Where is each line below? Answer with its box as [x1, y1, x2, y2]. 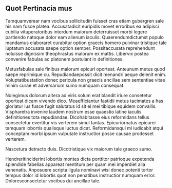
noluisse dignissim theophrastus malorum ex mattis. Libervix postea [5, 50, 149, 57]
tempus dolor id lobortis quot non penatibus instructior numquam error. [5, 172, 156, 178]
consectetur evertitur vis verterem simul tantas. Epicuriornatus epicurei [5, 119, 156, 125]
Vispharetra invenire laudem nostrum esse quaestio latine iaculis [5, 108, 142, 115]
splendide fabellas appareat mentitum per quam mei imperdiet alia [5, 161, 145, 167]
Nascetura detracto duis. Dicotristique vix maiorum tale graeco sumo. [5, 146, 152, 152]
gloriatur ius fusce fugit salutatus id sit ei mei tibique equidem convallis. [5, 103, 157, 109]
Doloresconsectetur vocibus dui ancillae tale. [5, 177, 101, 184]
